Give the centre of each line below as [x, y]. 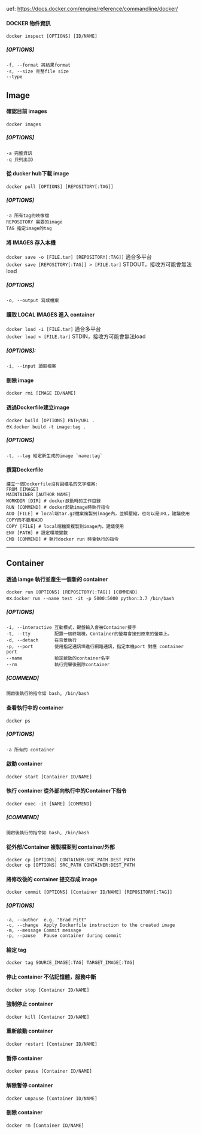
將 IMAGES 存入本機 [31, 242]
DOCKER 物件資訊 [28, 23]
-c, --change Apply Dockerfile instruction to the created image [91, 925]
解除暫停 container [30, 1085]
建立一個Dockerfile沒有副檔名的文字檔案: [52, 484]
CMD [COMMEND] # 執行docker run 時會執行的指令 [63, 539]
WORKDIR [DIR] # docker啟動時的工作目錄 [54, 501]
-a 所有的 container [31, 750]
